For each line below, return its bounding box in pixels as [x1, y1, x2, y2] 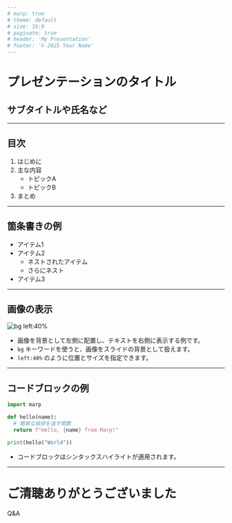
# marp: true [7, 10, 45, 17]
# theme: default [7, 17, 57, 24]
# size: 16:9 [7, 23, 45, 30]
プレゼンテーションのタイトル [7, 74, 177, 90]
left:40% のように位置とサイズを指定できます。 [17, 354, 153, 362]
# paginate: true [7, 29, 57, 37]
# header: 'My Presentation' [7, 36, 91, 43]
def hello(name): [7, 414, 57, 421]
